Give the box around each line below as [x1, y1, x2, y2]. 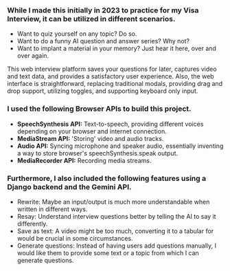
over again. [16, 52, 49, 60]
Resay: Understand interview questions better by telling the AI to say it [16, 212, 216, 220]
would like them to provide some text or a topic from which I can [16, 248, 199, 257]
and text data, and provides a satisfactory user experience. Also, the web [7, 72, 214, 80]
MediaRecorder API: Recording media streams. [16, 156, 152, 164]
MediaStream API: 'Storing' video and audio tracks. [16, 134, 164, 142]
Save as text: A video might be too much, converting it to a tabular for [16, 226, 214, 235]
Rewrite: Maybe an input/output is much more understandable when [16, 197, 210, 206]
